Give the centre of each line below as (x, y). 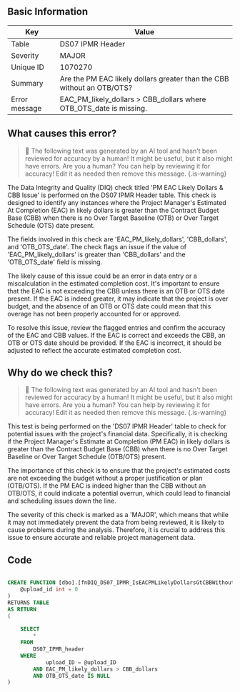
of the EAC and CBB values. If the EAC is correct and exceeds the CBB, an (116, 335)
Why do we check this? (60, 373)
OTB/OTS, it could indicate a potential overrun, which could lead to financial (119, 493)
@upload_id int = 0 (49, 590)
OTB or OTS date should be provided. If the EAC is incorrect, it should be (114, 343)
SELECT (30, 629)
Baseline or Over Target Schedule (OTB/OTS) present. (87, 457)
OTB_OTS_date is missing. (104, 108)
